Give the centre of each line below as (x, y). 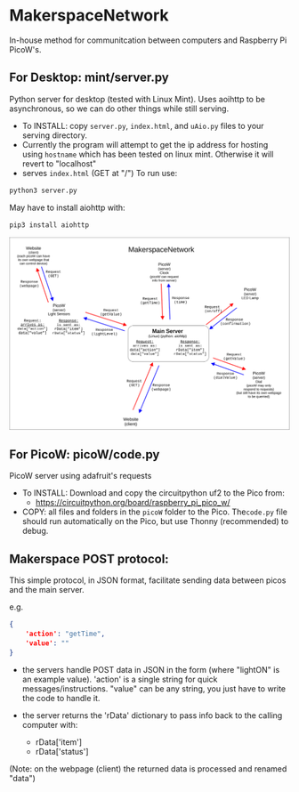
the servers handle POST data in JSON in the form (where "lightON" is (151, 669)
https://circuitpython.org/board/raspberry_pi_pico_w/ (133, 503)
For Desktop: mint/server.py (89, 78)
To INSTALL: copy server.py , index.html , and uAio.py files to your (143, 125)
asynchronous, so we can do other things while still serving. (119, 109)
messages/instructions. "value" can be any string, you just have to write (154, 688)
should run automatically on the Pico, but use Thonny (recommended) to (155, 521)
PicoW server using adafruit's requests (81, 476)
